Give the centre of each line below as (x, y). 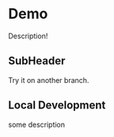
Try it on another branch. (49, 80)
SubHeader (37, 61)
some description (37, 124)
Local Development (57, 106)
